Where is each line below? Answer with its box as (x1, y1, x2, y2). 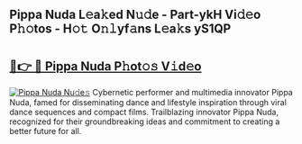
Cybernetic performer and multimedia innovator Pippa (92, 87, 293, 97)
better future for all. (9, 126, 82, 136)
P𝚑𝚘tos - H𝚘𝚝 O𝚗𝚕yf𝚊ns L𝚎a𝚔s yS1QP (9, 22, 232, 37)
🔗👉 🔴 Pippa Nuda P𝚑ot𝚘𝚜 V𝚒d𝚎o (9, 58, 202, 74)
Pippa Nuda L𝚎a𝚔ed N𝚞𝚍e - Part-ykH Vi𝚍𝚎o (9, 7, 261, 22)
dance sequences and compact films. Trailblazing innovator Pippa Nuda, (9, 107, 279, 117)
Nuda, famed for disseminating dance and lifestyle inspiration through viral (9, 97, 287, 107)
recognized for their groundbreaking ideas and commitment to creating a (9, 116, 280, 127)
